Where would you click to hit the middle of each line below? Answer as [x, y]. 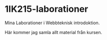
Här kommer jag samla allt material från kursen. [53, 32]
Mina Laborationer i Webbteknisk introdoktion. [52, 23]
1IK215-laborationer [46, 9]
